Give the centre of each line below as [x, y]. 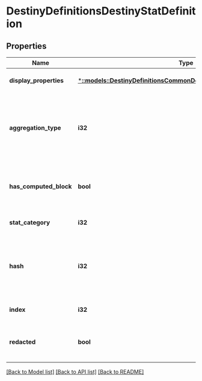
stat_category [30, 222]
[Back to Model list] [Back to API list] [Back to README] [75, 372]
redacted [23, 342]
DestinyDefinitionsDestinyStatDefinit [101, 11]
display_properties [37, 81]
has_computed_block [41, 186]
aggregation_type [35, 128]
